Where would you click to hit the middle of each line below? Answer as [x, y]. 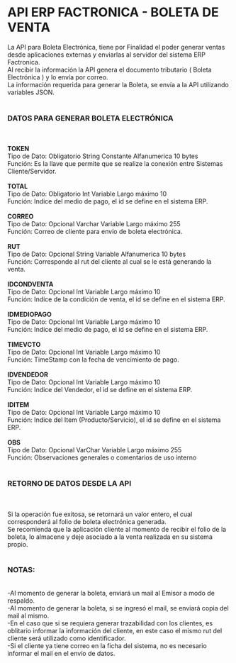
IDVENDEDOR [28, 375]
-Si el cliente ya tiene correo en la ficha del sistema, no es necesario [107, 645]
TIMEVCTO [24, 345]
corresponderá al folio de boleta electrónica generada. [87, 521]
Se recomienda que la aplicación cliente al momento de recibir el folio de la [117, 529]
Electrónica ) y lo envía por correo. [58, 77]
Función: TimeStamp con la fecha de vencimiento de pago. [93, 360]
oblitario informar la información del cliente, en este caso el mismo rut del [115, 630]
